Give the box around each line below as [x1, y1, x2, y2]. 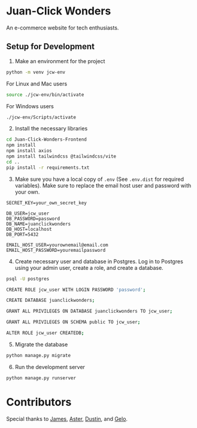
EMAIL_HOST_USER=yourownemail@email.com [6, 242, 109, 248]
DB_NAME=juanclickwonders [6, 221, 71, 227]
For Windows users [6, 102, 54, 109]
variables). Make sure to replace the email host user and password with [14, 182, 192, 189]
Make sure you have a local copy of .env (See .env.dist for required [14, 176, 184, 183]
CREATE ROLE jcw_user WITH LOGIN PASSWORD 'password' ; [6, 287, 146, 293]
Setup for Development [6, 41, 95, 52]
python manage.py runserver [6, 374, 77, 381]
